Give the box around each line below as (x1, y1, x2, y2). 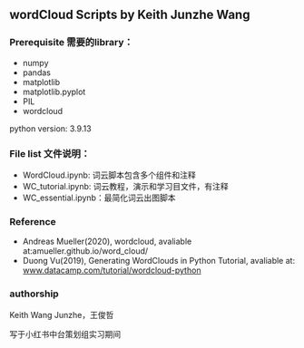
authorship (9, 287, 59, 300)
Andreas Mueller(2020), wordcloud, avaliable (22, 236, 192, 247)
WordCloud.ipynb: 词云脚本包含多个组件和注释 (22, 169, 197, 180)
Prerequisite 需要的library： (9, 36, 133, 49)
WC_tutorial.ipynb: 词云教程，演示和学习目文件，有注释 (22, 180, 229, 191)
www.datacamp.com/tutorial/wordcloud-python (22, 265, 201, 275)
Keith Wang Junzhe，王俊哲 (9, 309, 114, 320)
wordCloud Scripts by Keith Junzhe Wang (9, 7, 250, 23)
